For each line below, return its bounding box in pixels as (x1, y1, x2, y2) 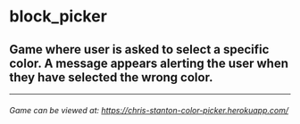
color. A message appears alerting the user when (9, 55, 288, 70)
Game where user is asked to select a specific (9, 42, 270, 57)
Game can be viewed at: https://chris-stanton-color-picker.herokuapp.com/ (9, 104, 288, 115)
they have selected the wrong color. (9, 70, 213, 85)
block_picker (9, 6, 107, 27)
